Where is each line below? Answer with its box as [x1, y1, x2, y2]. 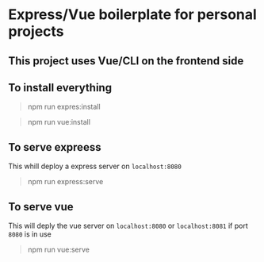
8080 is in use [8, 229, 52, 239]
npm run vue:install [27, 118, 91, 127]
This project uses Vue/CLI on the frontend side [8, 54, 244, 67]
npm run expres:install [27, 102, 101, 112]
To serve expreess [8, 141, 101, 154]
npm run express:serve [27, 177, 104, 187]
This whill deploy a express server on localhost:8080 [8, 161, 182, 171]
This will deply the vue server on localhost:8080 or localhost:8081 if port [8, 221, 248, 231]
